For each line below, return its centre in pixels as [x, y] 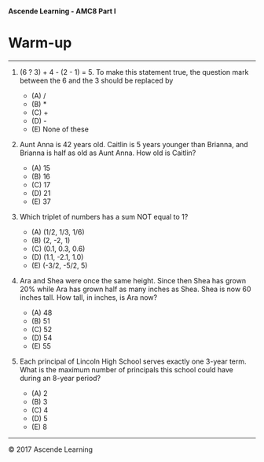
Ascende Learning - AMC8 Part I [62, 11]
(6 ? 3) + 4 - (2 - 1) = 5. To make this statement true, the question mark [134, 72]
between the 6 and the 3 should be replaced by [96, 80]
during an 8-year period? [60, 378]
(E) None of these [60, 129]
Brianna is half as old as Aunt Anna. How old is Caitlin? [108, 153]
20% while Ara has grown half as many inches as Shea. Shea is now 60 [135, 289]
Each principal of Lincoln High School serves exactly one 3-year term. [133, 361]
